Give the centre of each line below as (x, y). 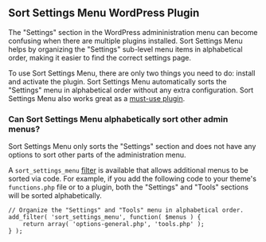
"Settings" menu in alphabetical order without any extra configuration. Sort (131, 90)
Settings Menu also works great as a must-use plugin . (97, 98)
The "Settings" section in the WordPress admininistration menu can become (133, 32)
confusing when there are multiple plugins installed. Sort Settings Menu (125, 41)
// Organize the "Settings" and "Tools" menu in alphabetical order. (126, 210)
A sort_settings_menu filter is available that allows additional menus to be (128, 170)
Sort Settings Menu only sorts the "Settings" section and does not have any (132, 146)
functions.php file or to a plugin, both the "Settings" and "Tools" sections (129, 187)
